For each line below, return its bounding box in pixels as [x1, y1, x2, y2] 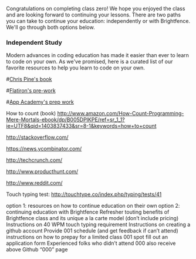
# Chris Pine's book [6, 76, 52, 83]
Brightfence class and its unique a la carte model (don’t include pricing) [6, 215, 179, 222]
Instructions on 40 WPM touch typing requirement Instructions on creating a [6, 221, 191, 228]
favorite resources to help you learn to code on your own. [6, 64, 146, 71]
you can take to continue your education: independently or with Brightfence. [6, 18, 191, 24]
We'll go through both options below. [6, 24, 95, 31]
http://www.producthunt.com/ [6, 168, 79, 175]
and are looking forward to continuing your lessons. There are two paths [6, 11, 181, 18]
